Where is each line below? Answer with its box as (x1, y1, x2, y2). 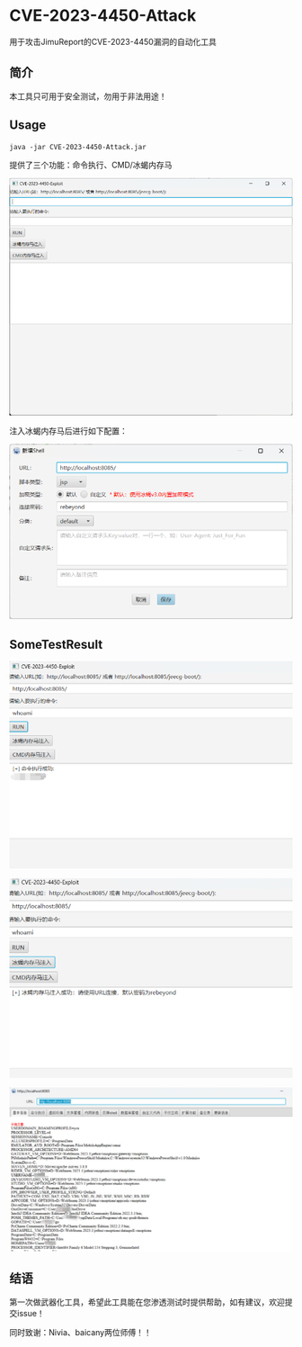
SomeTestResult (9, 636, 103, 652)
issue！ (16, 1307, 45, 1318)
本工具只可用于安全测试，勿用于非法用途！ (9, 91, 167, 102)
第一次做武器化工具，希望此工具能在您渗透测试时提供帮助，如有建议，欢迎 (9, 1297, 285, 1307)
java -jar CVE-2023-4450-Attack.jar (9, 142, 147, 151)
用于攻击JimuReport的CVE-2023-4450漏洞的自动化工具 (9, 36, 218, 47)
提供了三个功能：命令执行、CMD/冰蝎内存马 (9, 159, 173, 170)
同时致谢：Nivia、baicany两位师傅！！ (9, 1326, 152, 1337)
